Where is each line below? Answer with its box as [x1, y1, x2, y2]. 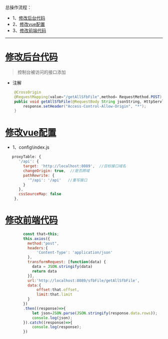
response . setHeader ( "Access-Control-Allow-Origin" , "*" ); [23, 104, 146, 109]
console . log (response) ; [31, 324, 81, 329]
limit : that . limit [36, 292, 72, 297]
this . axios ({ [23, 236, 50, 241]
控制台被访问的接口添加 [17, 69, 66, 75]
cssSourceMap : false [18, 192, 61, 197]
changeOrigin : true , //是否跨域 [23, 168, 90, 173]
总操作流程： [5, 5, 31, 10]
